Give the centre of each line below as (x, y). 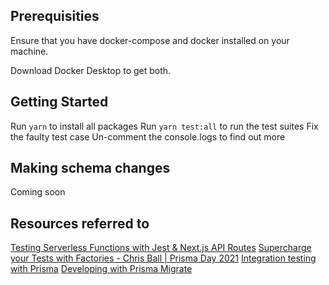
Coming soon (38, 192)
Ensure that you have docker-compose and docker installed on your (150, 40)
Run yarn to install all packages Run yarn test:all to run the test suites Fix (164, 126)
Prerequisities (55, 16)
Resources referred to (80, 223)
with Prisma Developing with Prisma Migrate (101, 269)
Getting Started (59, 102)
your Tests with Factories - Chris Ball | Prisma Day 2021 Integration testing (163, 258)
